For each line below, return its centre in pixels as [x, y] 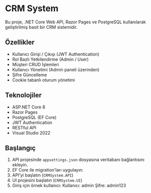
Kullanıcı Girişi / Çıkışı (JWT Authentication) [56, 54]
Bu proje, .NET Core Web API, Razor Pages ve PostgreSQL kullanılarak [75, 22]
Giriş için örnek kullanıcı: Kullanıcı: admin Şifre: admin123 [69, 186]
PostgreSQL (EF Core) [34, 117]
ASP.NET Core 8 [28, 107]
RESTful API [24, 127]
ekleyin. [20, 165]
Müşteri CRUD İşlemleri [36, 64]
